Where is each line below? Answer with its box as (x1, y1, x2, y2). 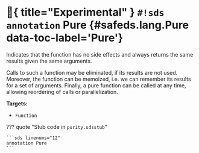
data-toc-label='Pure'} (6, 31, 124, 45)
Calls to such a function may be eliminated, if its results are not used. (6, 69, 178, 76)
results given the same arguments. (6, 57, 92, 64)
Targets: (6, 99, 28, 107)
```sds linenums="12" (6, 135, 61, 141)
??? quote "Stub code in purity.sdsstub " (6, 123, 107, 130)
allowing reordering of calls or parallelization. (6, 88, 119, 95)
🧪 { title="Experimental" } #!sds (6, 5, 165, 19)
